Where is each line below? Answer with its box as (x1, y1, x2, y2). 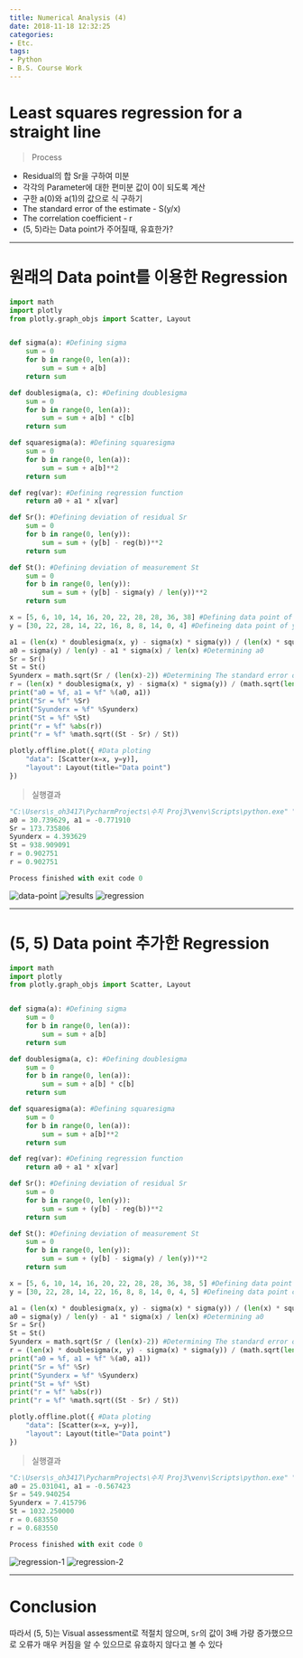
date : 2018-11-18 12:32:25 (9, 22, 111, 31)
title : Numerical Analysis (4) (9, 13, 127, 23)
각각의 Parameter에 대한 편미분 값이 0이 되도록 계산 (22, 182, 206, 193)
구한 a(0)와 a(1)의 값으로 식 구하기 (22, 193, 142, 203)
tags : (9, 47, 30, 56)
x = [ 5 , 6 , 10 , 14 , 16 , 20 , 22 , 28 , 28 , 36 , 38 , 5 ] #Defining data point (9, 1278, 293, 1288)
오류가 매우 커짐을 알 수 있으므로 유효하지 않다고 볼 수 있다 (18, 1638, 224, 1650)
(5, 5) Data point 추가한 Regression (9, 933, 270, 954)
